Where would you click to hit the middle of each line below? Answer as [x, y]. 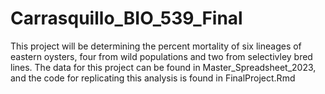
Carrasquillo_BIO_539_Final [126, 18]
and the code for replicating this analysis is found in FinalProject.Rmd [153, 78]
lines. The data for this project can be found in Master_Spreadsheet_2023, [163, 67]
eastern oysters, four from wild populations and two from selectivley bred [161, 56]
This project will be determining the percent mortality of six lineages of [156, 46]
